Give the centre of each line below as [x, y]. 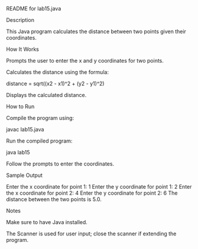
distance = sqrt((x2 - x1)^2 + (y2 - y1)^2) [55, 83]
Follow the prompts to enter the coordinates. [60, 164]
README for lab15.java [34, 9]
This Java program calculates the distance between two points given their [96, 31]
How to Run [20, 106]
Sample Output [25, 175]
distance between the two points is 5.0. [54, 199]
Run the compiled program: [39, 141]
